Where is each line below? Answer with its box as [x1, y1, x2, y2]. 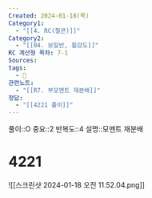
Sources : [8, 57, 38, 65]
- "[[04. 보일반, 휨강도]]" [15, 42, 99, 50]
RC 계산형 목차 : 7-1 [8, 49, 69, 57]
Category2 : [8, 34, 45, 42]
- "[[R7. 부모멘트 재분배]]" [15, 86, 101, 95]
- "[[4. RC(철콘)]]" [15, 26, 81, 34]
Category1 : [8, 19, 45, 27]
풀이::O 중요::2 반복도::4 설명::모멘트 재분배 [8, 124, 144, 134]
